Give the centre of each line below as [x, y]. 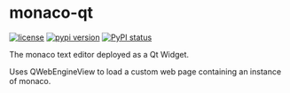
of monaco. [30, 81]
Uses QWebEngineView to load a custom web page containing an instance [145, 71]
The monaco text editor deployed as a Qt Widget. [99, 54]
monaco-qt [51, 13]
